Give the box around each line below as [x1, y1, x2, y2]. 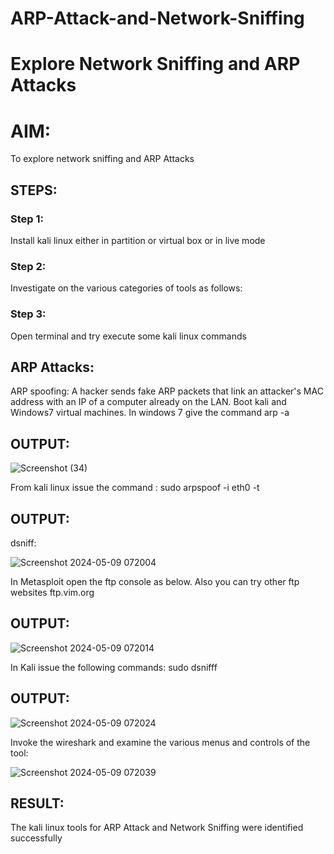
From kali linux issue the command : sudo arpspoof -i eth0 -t [10, 482, 260, 494]
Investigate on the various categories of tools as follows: [10, 282, 243, 294]
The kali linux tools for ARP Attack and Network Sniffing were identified [10, 822, 304, 834]
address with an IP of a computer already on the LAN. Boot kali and [10, 396, 287, 408]
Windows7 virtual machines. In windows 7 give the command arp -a [10, 407, 290, 419]
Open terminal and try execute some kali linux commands [10, 330, 247, 342]
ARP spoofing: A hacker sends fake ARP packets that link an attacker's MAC [10, 385, 324, 397]
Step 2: [10, 259, 47, 273]
